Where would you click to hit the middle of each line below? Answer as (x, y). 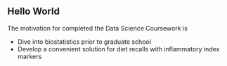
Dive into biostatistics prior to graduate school (84, 42)
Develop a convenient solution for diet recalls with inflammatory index (118, 49)
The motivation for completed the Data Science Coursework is (97, 28)
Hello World (33, 11)
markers (30, 56)
